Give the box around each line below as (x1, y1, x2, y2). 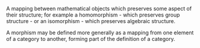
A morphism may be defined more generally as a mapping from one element (6, 29, 194, 36)
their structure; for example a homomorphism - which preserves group (6, 11, 180, 18)
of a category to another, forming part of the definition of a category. (6, 36, 176, 42)
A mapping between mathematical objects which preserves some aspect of (6, 5, 192, 12)
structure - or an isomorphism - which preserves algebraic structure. (6, 18, 176, 24)
